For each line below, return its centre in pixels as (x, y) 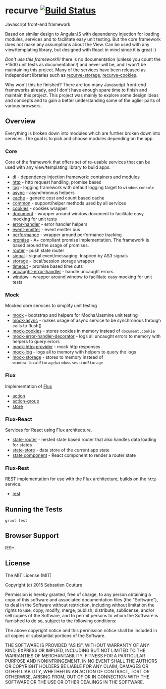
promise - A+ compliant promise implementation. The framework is (81, 240)
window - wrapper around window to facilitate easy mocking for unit (82, 277)
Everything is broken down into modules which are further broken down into (83, 133)
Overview (21, 121)
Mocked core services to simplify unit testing (51, 306)
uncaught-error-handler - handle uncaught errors (63, 272)
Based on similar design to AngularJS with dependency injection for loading (82, 34)
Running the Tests (34, 509)
